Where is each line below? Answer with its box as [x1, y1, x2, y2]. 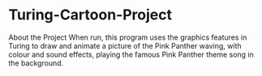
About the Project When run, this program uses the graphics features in [8, 32, 247, 42]
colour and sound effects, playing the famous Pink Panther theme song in [8, 49, 254, 59]
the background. [8, 58, 64, 68]
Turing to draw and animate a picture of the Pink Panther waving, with [8, 40, 242, 50]
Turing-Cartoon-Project [8, 6, 173, 24]
